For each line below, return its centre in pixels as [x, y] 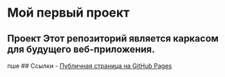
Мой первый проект [69, 13]
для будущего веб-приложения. [81, 49]
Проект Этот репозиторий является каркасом [113, 38]
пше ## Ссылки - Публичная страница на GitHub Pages [90, 66]
